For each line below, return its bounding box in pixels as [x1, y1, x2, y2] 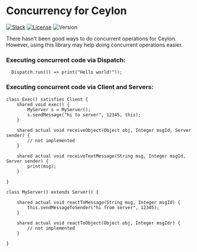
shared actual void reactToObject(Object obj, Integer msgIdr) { [17, 220, 181, 226]
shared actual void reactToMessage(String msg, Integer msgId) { [17, 199, 181, 205]
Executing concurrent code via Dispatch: [6, 56, 126, 64]
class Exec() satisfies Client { [6, 96, 88, 102]
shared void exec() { [17, 101, 70, 107]
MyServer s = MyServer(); [27, 107, 91, 112]
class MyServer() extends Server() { [6, 189, 99, 195]
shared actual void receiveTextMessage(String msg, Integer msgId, [17, 153, 186, 159]
